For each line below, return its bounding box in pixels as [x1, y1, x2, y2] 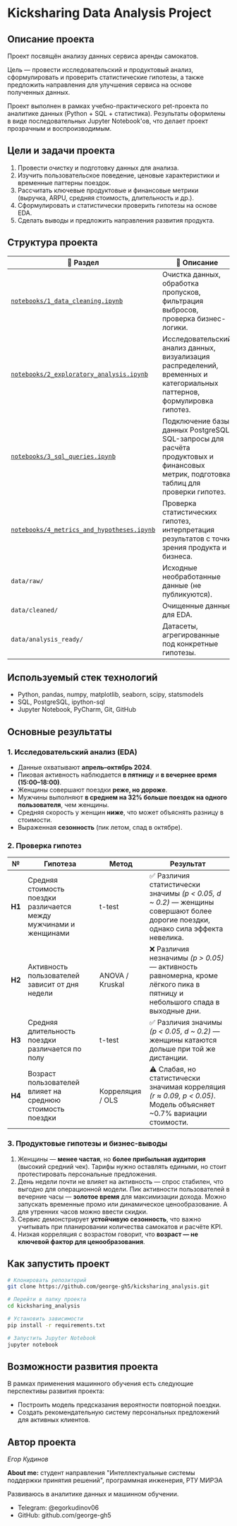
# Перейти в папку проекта [7, 1296, 87, 1303]
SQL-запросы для [162, 433, 224, 443]
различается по [28, 1044, 82, 1054]
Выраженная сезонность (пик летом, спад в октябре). [17, 823, 183, 832]
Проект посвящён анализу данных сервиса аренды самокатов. [7, 52, 199, 60]
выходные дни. [149, 1006, 201, 1016]
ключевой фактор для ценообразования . [17, 1237, 146, 1245]
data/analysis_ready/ [11, 635, 83, 643]
